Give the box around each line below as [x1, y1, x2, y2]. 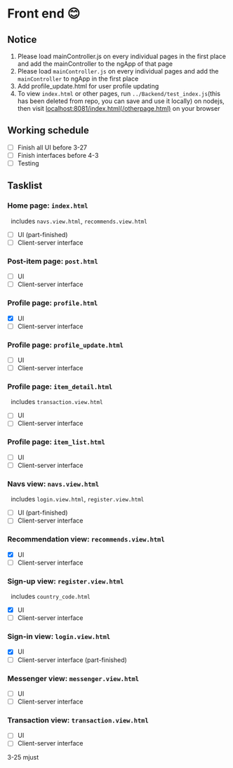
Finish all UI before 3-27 [17, 143, 88, 151]
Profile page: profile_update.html [7, 339, 124, 349]
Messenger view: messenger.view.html [7, 673, 139, 683]
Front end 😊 [7, 6, 81, 22]
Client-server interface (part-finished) [17, 655, 128, 664]
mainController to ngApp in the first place [17, 74, 139, 83]
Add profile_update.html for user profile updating [17, 82, 159, 90]
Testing [17, 159, 40, 167]
